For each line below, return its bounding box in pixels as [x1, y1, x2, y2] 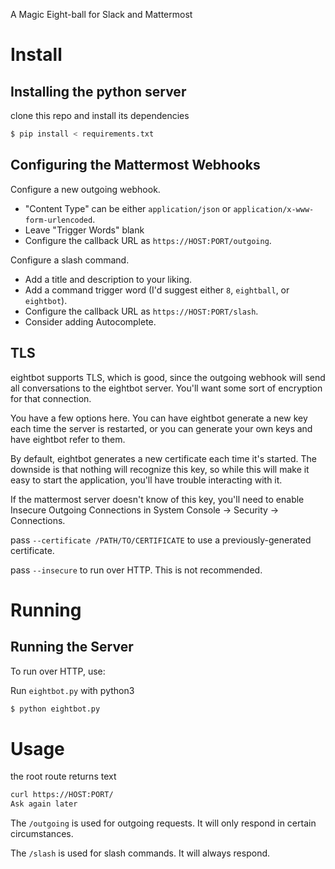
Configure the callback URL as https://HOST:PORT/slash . [24, 305, 259, 317]
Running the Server [10, 639, 134, 656]
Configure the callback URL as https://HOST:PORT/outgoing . [24, 234, 272, 246]
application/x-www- [233, 204, 315, 214]
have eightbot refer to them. [10, 433, 126, 445]
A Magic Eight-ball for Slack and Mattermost [10, 9, 193, 20]
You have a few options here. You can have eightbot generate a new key [10, 412, 308, 424]
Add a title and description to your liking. [24, 273, 193, 285]
